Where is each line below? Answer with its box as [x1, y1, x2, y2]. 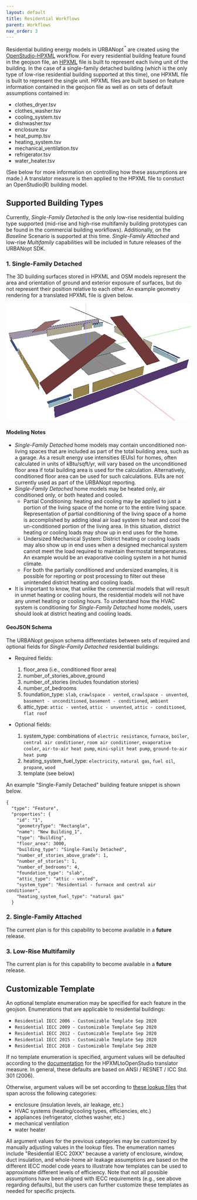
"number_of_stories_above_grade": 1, [16, 852, 109, 858]
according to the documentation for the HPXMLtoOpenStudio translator [6, 1060, 178, 1067]
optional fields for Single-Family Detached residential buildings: [6, 643, 159, 650]
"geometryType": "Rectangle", [16, 823, 91, 829]
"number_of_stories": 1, [16, 858, 77, 864]
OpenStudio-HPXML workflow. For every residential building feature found [6, 52, 186, 59]
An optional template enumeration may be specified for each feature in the [6, 999, 186, 1006]
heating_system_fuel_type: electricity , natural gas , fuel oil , [23, 757, 175, 764]
